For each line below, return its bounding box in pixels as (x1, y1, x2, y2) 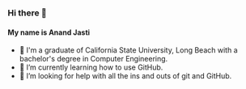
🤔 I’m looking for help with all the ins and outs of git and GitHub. (19, 71, 232, 81)
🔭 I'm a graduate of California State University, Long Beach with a (19, 45, 238, 55)
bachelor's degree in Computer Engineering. (19, 54, 168, 64)
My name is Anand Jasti (7, 28, 91, 37)
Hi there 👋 (7, 7, 48, 19)
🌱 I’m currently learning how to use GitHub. (19, 62, 163, 72)
